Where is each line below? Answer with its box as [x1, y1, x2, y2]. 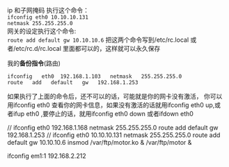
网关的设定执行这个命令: [7, 27, 77, 35]
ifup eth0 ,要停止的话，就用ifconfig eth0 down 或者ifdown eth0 [13, 110, 194, 118]
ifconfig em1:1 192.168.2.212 [7, 152, 86, 160]
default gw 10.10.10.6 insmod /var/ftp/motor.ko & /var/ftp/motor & [7, 138, 192, 146]
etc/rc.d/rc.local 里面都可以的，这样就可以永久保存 [15, 45, 161, 52]
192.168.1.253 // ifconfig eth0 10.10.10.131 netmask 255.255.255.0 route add [7, 131, 221, 139]
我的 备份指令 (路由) [7, 59, 61, 67]
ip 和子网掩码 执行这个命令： [7, 6, 89, 14]
